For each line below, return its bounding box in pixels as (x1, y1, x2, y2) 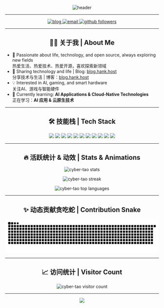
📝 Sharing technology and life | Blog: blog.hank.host (12, 68, 117, 74)
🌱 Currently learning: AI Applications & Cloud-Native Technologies (12, 91, 149, 97)
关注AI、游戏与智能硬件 (12, 86, 60, 91)
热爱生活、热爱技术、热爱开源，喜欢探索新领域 (12, 63, 106, 68)
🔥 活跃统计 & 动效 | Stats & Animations (23, 154, 141, 162)
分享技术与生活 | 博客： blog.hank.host (12, 74, 89, 80)
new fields (12, 57, 33, 63)
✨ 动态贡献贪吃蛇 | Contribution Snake (23, 205, 141, 214)
